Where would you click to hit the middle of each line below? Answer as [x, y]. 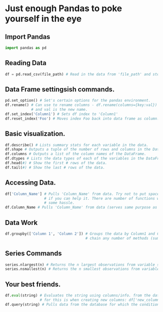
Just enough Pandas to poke [64, 9]
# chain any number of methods [117, 238]
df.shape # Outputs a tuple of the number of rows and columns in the [78, 149]
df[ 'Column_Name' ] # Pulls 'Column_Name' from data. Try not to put [76, 194]
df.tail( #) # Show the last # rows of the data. [55, 167]
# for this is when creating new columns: [83, 300]
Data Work [21, 222]
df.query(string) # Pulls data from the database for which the [71, 304]
